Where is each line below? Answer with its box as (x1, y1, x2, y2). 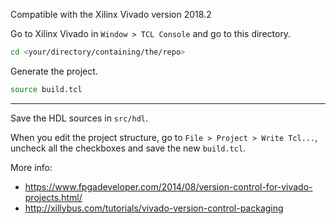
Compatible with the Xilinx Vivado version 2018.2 (10, 9, 212, 20)
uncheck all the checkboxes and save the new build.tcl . (10, 142, 247, 154)
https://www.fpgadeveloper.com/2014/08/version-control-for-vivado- (24, 180, 313, 193)
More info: (10, 161, 53, 173)
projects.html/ (24, 191, 83, 203)
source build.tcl (10, 84, 83, 94)
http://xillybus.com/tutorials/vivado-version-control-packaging (24, 202, 284, 214)
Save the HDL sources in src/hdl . (10, 112, 149, 124)
